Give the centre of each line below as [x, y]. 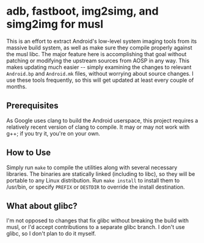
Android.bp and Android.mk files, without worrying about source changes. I [100, 73]
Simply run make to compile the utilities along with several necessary [92, 167]
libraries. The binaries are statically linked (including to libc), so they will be [101, 174]
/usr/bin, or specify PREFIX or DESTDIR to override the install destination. [96, 187]
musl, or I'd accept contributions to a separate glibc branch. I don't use [96, 227]
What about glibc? [42, 206]
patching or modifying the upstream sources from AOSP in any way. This [98, 60]
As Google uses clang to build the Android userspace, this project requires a [102, 120]
